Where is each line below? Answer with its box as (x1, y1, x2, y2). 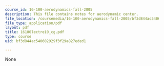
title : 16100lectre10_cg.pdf (5, 30, 64, 34)
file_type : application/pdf (5, 20, 62, 26)
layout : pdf (5, 25, 29, 30)
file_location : (5, 16, 36, 21)
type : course (5, 34, 32, 39)
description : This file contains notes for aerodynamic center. (5, 12, 139, 16)
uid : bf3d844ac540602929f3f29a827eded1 (5, 39, 86, 44)
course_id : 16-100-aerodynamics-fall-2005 (5, 7, 93, 12)
